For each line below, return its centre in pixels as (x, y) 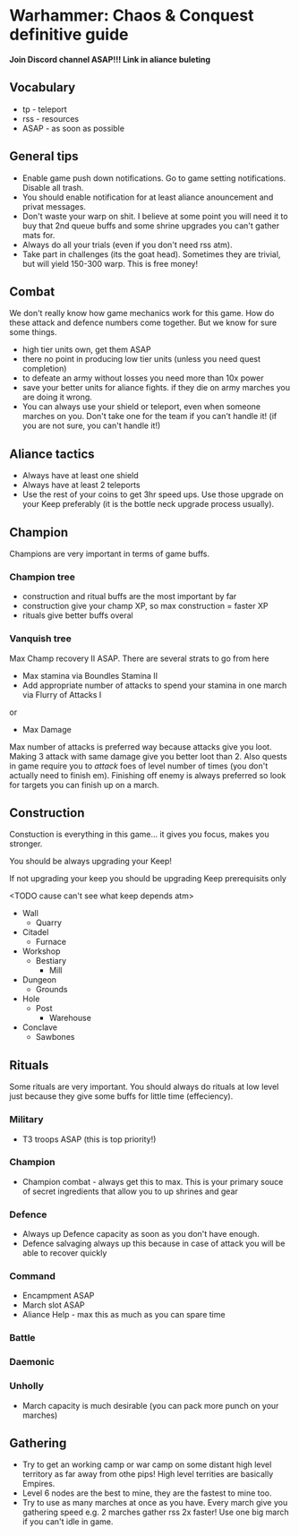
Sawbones (55, 1037)
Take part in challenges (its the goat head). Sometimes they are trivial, (151, 254)
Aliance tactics (52, 454)
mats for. (38, 235)
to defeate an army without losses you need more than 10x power (143, 378)
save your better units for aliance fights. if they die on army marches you (156, 388)
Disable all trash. (53, 187)
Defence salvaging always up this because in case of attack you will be (154, 1244)
